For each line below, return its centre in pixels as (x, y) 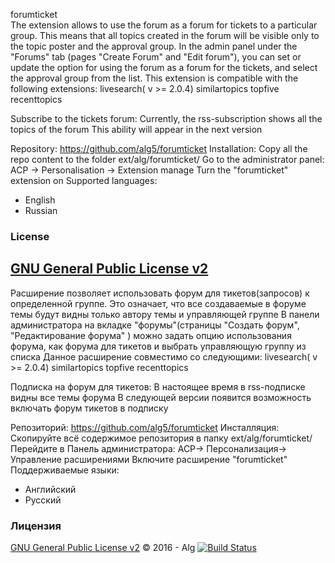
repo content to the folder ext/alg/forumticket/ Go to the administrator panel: (167, 159)
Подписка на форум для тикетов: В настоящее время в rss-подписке (158, 386)
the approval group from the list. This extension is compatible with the (154, 78)
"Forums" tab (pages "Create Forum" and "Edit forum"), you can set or (156, 57)
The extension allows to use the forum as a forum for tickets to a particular (164, 25)
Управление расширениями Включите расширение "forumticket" (149, 459)
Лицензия (36, 526)
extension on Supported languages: (84, 180)
